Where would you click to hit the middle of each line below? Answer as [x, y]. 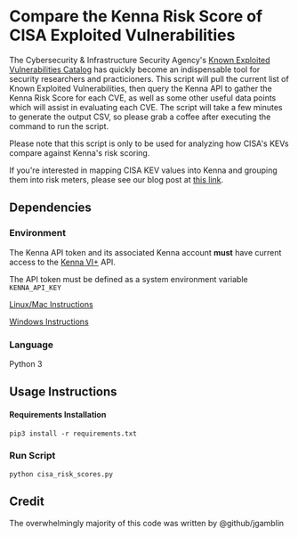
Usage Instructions [63, 392]
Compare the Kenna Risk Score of [136, 16]
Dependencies [50, 208]
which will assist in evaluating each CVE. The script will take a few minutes [146, 107]
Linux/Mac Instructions [51, 304]
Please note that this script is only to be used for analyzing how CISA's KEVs [149, 143]
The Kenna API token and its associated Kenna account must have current [145, 252]
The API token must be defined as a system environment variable [129, 279]
